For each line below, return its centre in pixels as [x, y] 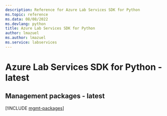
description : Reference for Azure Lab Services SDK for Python [73, 10]
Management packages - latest [55, 96]
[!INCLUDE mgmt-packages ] [35, 108]
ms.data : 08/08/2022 [27, 19]
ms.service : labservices [31, 42]
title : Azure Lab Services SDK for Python [50, 28]
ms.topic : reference [27, 14]
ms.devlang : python [26, 24]
